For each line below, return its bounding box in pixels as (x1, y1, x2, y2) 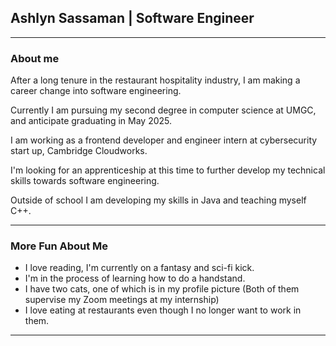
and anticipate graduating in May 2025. (10, 115, 173, 127)
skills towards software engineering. (10, 175, 160, 187)
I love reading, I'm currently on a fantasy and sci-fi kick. (24, 262, 255, 274)
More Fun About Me (10, 239, 109, 253)
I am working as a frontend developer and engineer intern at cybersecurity (10, 134, 318, 146)
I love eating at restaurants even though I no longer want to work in (24, 304, 302, 316)
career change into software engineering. (10, 85, 182, 97)
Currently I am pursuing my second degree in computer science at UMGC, (10, 104, 317, 116)
